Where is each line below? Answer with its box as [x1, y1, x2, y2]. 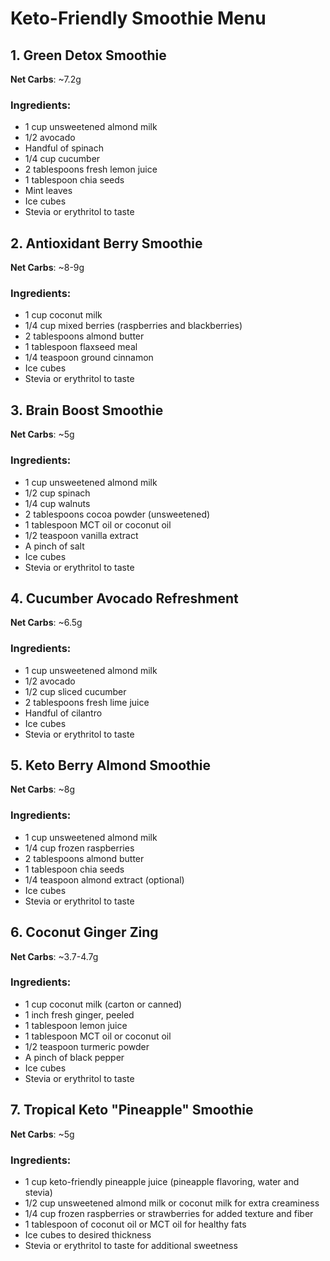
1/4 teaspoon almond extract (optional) [24, 873, 185, 886]
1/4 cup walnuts [24, 497, 91, 509]
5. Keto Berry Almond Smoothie [10, 757, 212, 774]
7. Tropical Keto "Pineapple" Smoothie [10, 1102, 254, 1119]
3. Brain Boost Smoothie [10, 402, 164, 419]
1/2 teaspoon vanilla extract [24, 529, 139, 541]
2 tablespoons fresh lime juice [24, 696, 150, 708]
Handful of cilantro [24, 707, 103, 719]
